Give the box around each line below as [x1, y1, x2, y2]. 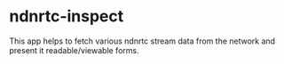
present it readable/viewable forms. [9, 44, 139, 55]
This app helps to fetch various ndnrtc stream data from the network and [9, 36, 276, 46]
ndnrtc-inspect [9, 6, 124, 27]
